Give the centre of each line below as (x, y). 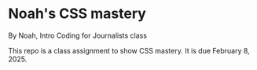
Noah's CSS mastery (77, 14)
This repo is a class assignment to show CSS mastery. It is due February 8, (129, 50)
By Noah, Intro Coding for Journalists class (78, 35)
